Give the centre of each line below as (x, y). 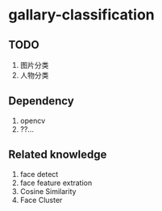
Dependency (41, 101)
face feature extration (56, 183)
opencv (33, 120)
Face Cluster (41, 200)
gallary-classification (81, 15)
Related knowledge (58, 155)
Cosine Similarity (48, 191)
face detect (39, 174)
